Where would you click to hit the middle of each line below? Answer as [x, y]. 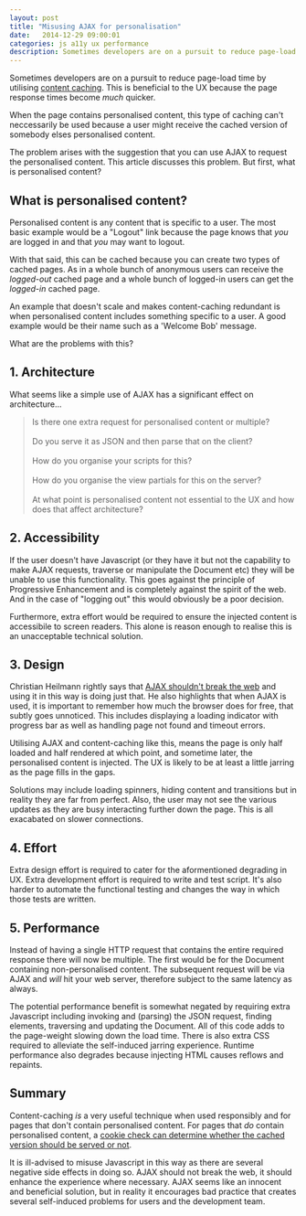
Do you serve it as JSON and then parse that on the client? [142, 441]
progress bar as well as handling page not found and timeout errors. [137, 725]
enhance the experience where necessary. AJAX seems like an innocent [145, 1181]
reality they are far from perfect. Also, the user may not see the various [143, 800]
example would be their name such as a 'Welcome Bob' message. [133, 325]
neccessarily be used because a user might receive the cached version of [149, 125]
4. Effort [33, 848]
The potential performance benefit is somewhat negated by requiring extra [150, 1006]
